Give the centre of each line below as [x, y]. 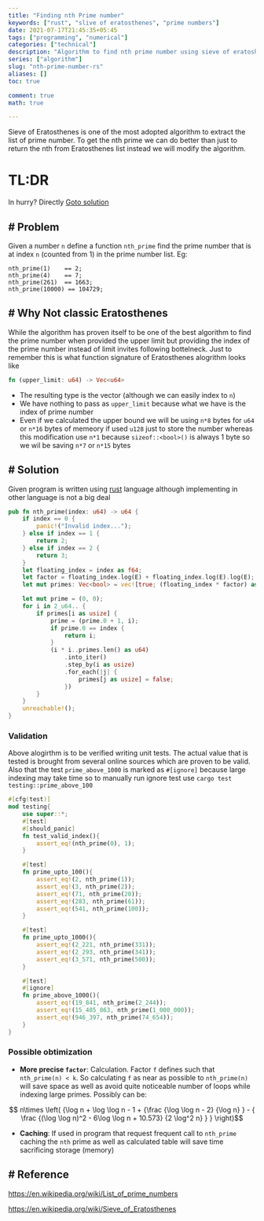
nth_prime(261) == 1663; [50, 282]
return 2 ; [52, 541]
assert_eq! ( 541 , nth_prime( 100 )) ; [93, 909]
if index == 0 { [49, 519]
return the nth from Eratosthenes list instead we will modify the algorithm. [127, 149]
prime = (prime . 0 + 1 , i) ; [94, 621]
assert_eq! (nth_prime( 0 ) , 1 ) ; [86, 843]
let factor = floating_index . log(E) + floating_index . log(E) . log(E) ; [139, 577]
